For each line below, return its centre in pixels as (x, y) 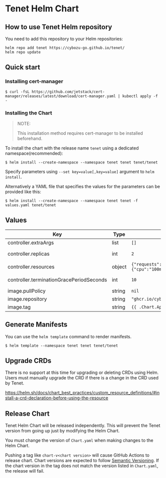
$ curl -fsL (17, 92)
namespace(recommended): (34, 153)
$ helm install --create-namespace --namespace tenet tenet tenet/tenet (82, 162)
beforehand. (30, 138)
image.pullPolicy (27, 291)
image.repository (27, 299)
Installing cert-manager (34, 81)
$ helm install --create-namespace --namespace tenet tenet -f (72, 201)
